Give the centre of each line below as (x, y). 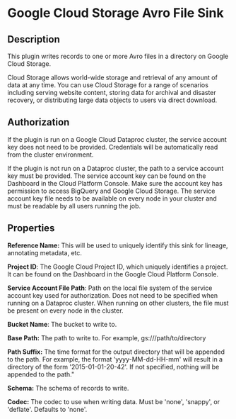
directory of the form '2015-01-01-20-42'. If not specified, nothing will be (113, 367)
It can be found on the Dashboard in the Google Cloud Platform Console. (113, 274)
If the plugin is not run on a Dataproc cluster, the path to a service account (116, 168)
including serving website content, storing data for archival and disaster (112, 93)
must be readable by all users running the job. (74, 206)
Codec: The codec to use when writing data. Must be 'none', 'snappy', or (114, 401)
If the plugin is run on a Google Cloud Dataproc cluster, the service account (117, 139)
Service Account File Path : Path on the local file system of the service (110, 288)
